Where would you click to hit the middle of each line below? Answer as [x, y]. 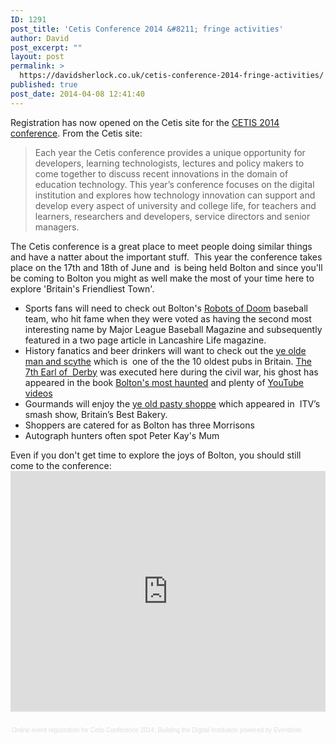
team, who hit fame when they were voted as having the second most [168, 318]
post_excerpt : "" [46, 47]
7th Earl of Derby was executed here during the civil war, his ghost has [171, 372]
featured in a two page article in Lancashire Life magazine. [145, 340]
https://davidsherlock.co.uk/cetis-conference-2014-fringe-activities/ [172, 76]
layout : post [37, 57]
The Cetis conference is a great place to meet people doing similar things [161, 246]
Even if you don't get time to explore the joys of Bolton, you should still [156, 455]
